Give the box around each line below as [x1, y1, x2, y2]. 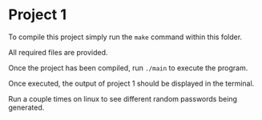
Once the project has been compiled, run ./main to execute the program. [8, 62, 248, 73]
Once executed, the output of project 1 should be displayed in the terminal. [8, 78, 255, 88]
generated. [8, 102, 45, 112]
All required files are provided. [8, 47, 108, 57]
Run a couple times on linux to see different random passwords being [8, 94, 238, 103]
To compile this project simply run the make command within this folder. [8, 32, 243, 42]
